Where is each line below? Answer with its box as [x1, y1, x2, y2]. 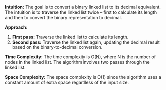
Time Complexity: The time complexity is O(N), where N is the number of [5, 54, 156, 60]
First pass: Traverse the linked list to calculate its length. [12, 34, 129, 40]
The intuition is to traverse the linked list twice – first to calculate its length [5, 9, 157, 15]
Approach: [5, 24, 28, 30]
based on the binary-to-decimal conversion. [12, 45, 103, 50]
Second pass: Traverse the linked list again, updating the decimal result [12, 39, 160, 45]
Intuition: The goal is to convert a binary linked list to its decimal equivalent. [5, 4, 161, 10]
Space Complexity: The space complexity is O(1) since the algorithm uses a [5, 74, 162, 80]
